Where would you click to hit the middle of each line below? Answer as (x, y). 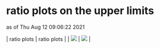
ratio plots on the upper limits (80, 11)
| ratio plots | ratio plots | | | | (48, 39)
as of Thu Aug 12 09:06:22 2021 (46, 27)
